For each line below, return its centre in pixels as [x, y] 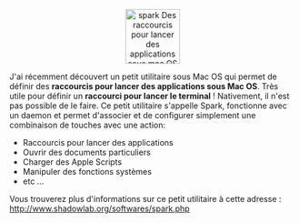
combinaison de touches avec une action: [88, 125]
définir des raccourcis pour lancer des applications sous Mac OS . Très [144, 86]
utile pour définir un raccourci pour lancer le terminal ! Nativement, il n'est [149, 96]
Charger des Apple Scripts [72, 162]
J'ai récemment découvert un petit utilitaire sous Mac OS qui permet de [143, 76]
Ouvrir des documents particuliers [87, 152]
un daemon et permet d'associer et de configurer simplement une [133, 115]
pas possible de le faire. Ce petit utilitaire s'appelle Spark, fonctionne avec [149, 106]
